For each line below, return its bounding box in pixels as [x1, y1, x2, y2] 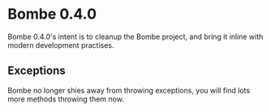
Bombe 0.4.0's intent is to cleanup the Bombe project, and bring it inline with [7, 32, 264, 41]
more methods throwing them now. [7, 94, 125, 104]
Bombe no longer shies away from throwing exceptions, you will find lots [7, 85, 251, 95]
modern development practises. [7, 40, 114, 50]
